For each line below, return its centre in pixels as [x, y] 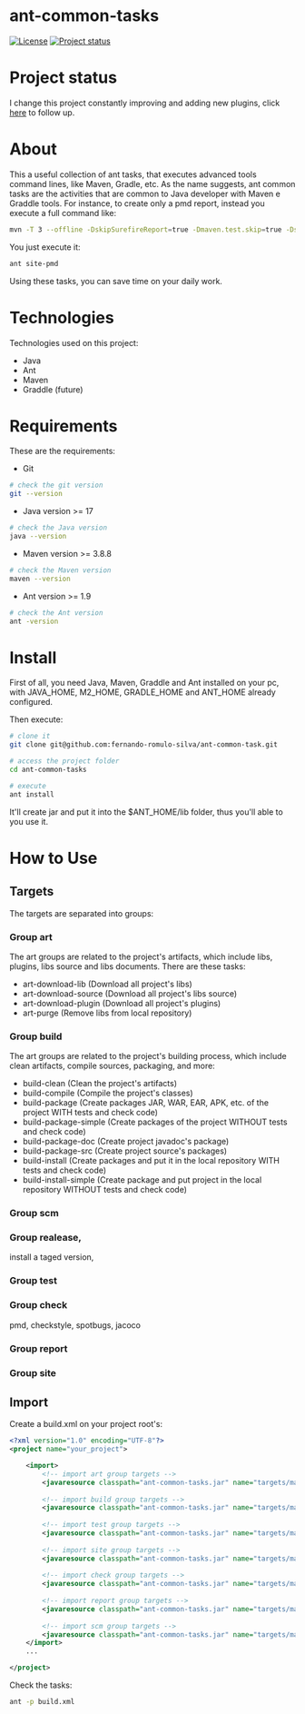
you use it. [29, 821]
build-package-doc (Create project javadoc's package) [126, 1142]
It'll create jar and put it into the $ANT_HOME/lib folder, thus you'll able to [146, 812]
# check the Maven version [60, 570]
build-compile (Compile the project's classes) [108, 1093]
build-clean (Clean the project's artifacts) [99, 1084]
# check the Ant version [56, 613]
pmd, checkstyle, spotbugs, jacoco [75, 1325]
